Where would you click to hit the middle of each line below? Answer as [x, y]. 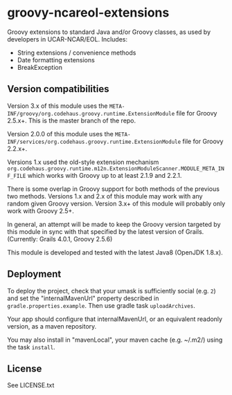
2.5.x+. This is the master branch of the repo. [72, 120]
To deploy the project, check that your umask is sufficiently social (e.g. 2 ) [111, 291]
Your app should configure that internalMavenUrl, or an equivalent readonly [115, 319]
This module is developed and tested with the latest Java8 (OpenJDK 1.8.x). [115, 252]
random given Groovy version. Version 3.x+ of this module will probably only [116, 203]
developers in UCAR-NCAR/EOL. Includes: [68, 39]
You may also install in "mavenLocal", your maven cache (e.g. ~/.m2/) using [115, 340]
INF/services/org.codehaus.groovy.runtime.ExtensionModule [94, 142]
